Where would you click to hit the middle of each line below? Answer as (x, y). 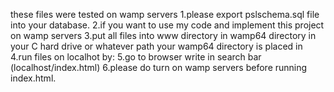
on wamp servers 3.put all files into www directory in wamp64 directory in (163, 35)
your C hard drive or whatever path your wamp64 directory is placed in (156, 46)
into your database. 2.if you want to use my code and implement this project (167, 25)
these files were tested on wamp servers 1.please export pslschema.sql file (165, 14)
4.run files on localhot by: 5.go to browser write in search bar (136, 57)
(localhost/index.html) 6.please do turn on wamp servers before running (159, 67)
